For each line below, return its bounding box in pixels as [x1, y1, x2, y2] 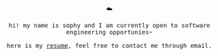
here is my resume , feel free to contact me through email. [6, 42, 213, 49]
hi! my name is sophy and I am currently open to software [8, 22, 210, 29]
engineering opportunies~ [66, 28, 153, 36]
